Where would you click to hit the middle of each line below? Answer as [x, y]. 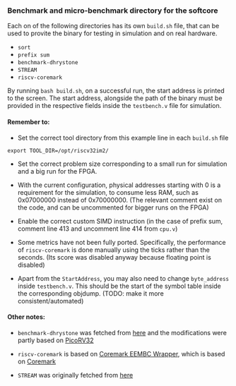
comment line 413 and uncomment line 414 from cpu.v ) [98, 229]
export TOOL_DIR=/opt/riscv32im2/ [58, 150]
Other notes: [26, 317]
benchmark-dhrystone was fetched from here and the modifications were [122, 332]
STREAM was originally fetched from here [75, 375]
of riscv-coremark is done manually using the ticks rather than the [113, 250]
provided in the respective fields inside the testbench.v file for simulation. [114, 106]
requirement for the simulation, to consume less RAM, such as [108, 192]
